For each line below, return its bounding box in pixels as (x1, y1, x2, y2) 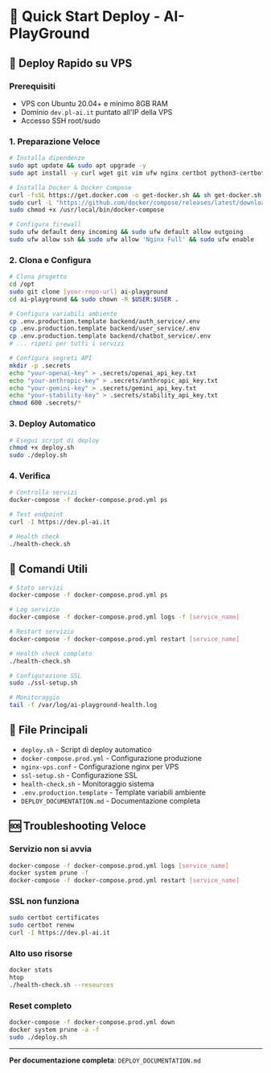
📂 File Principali (9, 723, 88, 737)
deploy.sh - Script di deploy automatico (20, 744, 152, 754)
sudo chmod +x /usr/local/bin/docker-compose (9, 206, 164, 214)
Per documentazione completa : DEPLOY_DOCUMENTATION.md (9, 1055, 202, 1065)
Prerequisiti (9, 80, 55, 92)
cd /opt (9, 281, 35, 289)
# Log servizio (9, 606, 60, 614)
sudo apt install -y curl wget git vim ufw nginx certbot (9, 169, 207, 177)
